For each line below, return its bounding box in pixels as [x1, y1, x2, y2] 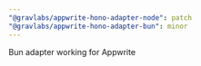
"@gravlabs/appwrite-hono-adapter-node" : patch [8, 13, 193, 23]
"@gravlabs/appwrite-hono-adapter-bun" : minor [8, 22, 188, 31]
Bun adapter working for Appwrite [8, 46, 136, 57]
